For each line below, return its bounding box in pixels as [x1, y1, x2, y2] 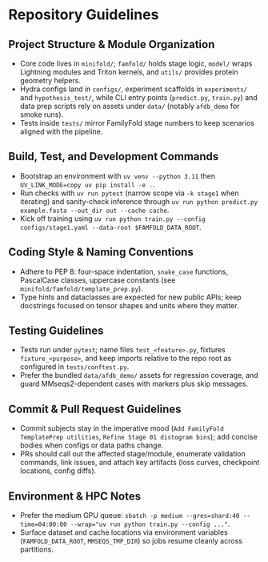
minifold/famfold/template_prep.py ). [19, 283, 144, 293]
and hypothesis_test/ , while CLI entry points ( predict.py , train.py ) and [19, 93, 258, 102]
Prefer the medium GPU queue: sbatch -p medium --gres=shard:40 [19, 511, 240, 520]
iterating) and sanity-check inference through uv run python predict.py [19, 196, 258, 206]
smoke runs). [19, 110, 64, 119]
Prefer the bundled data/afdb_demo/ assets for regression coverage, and [19, 371, 258, 380]
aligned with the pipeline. [19, 126, 103, 136]
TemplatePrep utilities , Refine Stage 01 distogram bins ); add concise [19, 432, 258, 442]
